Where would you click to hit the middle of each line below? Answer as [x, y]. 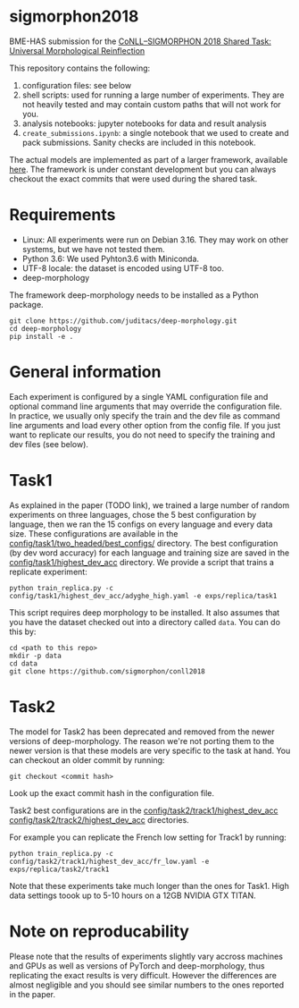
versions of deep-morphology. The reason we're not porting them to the [142, 741]
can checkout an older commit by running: [87, 760]
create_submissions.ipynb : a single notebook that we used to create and [155, 132]
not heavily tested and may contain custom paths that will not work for [151, 104]
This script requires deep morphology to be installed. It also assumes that [145, 612]
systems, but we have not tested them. [93, 249]
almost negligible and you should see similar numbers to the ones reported [147, 985]
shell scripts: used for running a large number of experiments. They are [153, 95]
